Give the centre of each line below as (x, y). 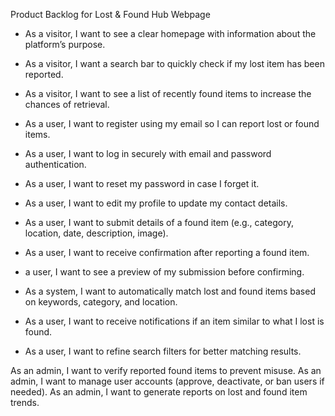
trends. (25, 402)
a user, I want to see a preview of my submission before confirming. (164, 272)
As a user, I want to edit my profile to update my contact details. (156, 203)
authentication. (55, 164)
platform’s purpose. (65, 44)
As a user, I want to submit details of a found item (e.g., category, (159, 222)
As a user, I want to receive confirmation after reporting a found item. (167, 252)
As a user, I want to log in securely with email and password (148, 153)
